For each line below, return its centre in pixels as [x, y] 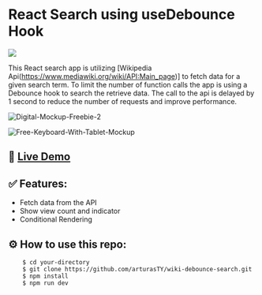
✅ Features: [38, 183]
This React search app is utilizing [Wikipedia [80, 68]
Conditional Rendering [56, 219]
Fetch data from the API [58, 203]
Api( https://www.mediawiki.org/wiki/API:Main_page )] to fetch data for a [124, 76]
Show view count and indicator [70, 211]
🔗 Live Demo [39, 157]
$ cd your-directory [56, 262]
